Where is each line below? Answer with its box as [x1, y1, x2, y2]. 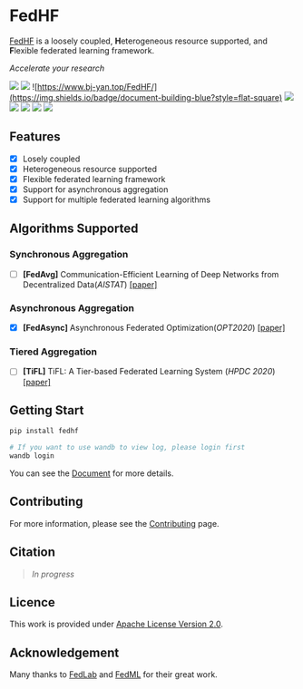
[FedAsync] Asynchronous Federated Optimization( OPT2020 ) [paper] [22, 323, 286, 334]
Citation [9, 545, 56, 560]
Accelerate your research [9, 63, 105, 73]
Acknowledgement [9, 645, 120, 660]
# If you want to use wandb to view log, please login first [9, 443, 246, 452]
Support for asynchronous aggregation [22, 183, 169, 195]
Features [9, 129, 61, 145]
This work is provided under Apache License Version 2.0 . [9, 618, 224, 630]
